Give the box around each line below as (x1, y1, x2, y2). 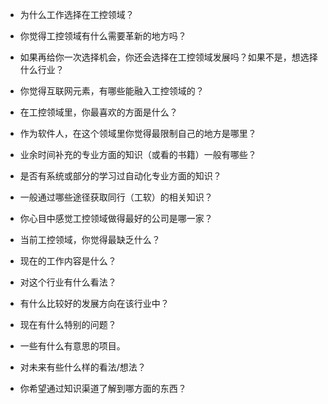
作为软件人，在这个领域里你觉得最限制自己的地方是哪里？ (19, 128, 257, 139)
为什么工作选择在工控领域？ (19, 9, 135, 20)
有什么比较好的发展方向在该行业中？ (19, 298, 170, 309)
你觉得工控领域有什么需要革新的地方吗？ (19, 30, 187, 42)
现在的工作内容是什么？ (19, 255, 117, 267)
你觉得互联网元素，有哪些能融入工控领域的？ (19, 85, 205, 97)
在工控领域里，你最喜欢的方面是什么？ (19, 106, 178, 118)
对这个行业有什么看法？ (19, 276, 117, 288)
